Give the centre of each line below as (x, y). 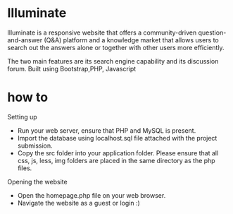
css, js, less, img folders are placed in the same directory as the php (116, 160)
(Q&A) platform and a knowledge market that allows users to (132, 40)
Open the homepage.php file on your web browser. (92, 195)
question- (212, 32)
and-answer (25, 40)
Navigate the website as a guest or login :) (79, 203)
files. (25, 168)
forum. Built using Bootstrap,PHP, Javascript (72, 69)
